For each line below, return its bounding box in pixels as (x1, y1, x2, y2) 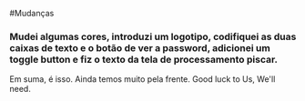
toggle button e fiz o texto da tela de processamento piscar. (9, 53, 279, 66)
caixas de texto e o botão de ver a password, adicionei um (9, 41, 270, 54)
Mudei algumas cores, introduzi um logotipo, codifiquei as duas (9, 30, 297, 43)
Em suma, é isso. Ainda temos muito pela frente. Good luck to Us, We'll (9, 74, 276, 85)
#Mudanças (9, 8, 55, 18)
